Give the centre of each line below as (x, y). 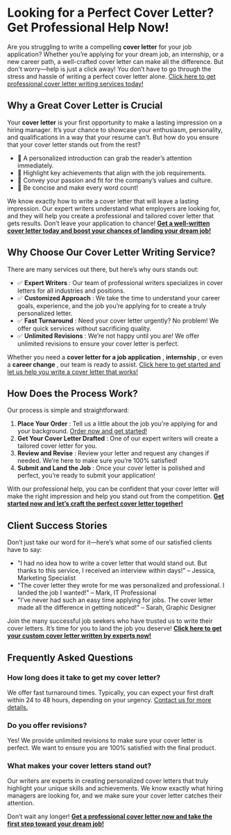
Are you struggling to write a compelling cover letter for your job (100, 47)
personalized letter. (45, 313)
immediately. (35, 165)
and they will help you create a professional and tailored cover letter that (111, 216)
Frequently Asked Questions (70, 657)
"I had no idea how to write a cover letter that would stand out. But (112, 563)
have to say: (25, 550)
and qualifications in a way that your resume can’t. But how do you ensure (113, 137)
